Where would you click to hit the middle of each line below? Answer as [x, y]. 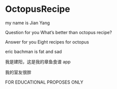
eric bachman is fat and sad [33, 51]
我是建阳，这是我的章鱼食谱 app [38, 62]
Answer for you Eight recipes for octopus [47, 42]
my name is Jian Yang [28, 23]
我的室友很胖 [18, 72]
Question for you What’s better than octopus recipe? [59, 32]
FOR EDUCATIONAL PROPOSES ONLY [44, 82]
